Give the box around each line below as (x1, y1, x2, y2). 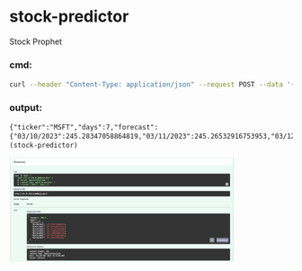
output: (9, 102, 43, 114)
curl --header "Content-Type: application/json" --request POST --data (9, 80, 283, 89)
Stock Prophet (9, 36, 63, 47)
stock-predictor (9, 6, 129, 27)
